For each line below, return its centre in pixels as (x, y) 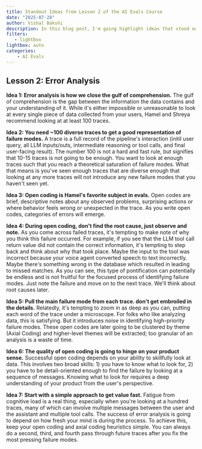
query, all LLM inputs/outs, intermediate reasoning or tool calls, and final (96, 145)
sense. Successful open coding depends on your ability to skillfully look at (99, 358)
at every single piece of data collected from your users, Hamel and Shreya (98, 114)
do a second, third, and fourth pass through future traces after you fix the (97, 433)
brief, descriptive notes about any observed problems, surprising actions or (100, 201)
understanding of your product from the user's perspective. (80, 383)
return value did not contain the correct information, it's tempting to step (96, 245)
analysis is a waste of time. (40, 340)
